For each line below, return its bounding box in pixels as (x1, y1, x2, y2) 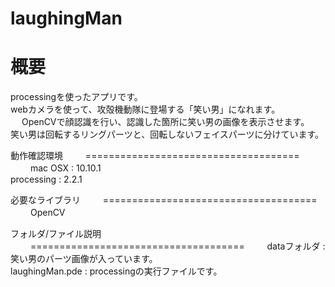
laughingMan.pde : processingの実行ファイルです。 (10, 265, 223, 277)
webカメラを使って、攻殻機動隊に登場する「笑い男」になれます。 (10, 103, 281, 116)
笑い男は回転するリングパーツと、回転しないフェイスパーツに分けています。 (10, 128, 325, 141)
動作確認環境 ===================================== (10, 150, 300, 162)
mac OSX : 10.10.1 (29, 162, 102, 174)
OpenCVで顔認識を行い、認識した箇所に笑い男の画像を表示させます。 (21, 116, 310, 128)
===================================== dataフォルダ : (29, 240, 326, 252)
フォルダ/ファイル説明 (10, 228, 102, 240)
